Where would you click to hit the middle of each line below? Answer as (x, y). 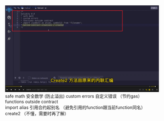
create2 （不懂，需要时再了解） (37, 113)
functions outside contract (32, 101)
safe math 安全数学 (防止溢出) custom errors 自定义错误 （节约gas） (74, 96)
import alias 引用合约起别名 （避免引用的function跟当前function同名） (75, 107)
